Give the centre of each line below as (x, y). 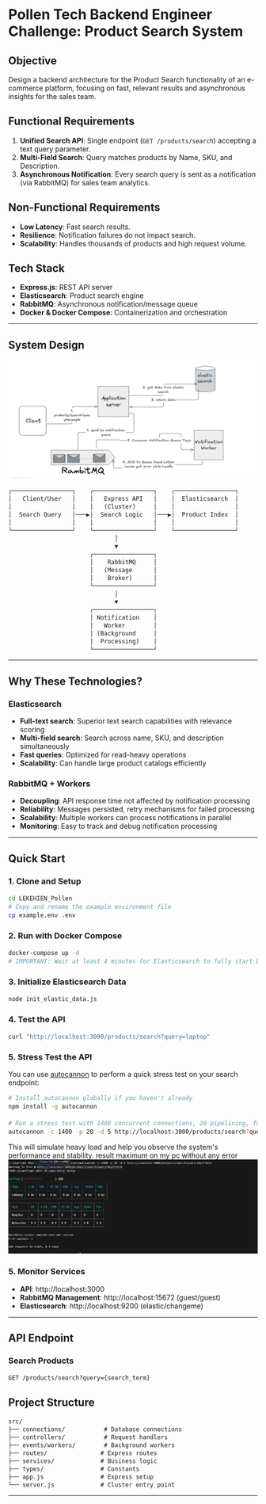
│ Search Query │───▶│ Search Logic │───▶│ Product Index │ (123, 515)
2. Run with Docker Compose (65, 935)
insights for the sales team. (52, 96)
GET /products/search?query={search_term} (79, 1378)
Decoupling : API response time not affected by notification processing (135, 801)
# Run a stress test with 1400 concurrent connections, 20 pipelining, (129, 1124)
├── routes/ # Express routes (83, 1453)
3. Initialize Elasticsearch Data (67, 982)
